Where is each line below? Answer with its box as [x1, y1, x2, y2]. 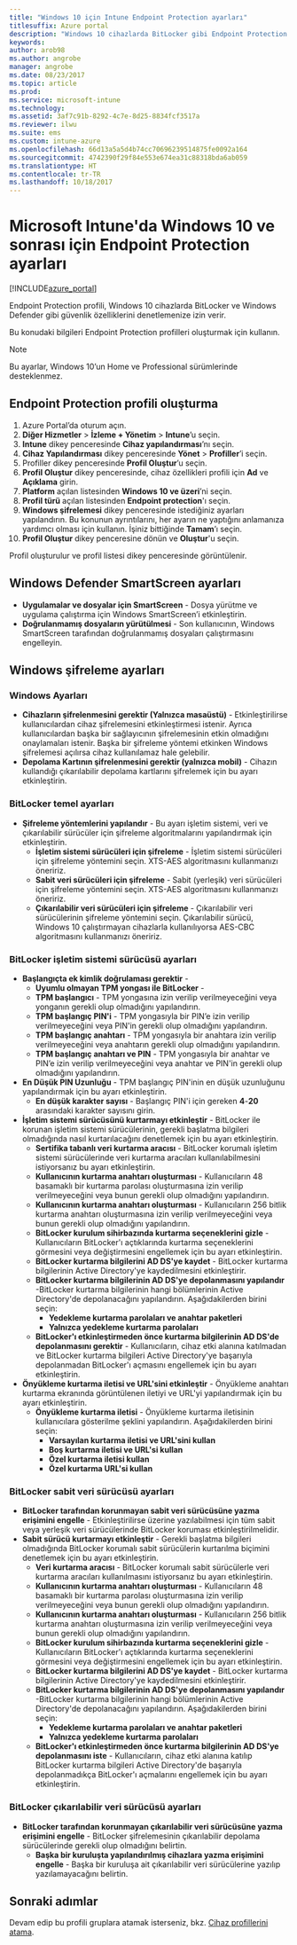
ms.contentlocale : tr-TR [9, 169, 101, 178]
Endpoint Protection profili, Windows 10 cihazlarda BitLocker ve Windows [9, 301, 277, 311]
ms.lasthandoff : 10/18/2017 [9, 178, 113, 187]
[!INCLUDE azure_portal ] [9, 283, 98, 294]
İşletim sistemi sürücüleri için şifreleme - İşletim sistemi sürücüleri [35, 846, 282, 857]
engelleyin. [21, 637, 63, 647]
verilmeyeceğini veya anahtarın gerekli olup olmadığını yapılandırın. [35, 1039, 281, 1049]
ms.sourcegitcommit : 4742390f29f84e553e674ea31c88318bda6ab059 [9, 153, 248, 162]
